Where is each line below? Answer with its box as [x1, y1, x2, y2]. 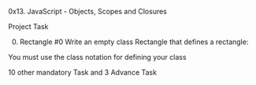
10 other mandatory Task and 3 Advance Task [8, 68, 158, 77]
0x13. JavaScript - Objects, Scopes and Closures [8, 7, 168, 16]
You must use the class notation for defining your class [8, 53, 187, 61]
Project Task [8, 22, 49, 31]
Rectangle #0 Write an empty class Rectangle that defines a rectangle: [19, 37, 249, 46]
